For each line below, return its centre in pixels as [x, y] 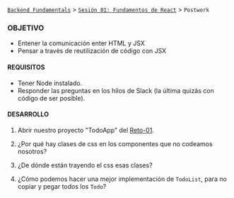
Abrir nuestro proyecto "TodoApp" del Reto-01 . [86, 130]
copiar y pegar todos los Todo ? [62, 186]
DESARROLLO [28, 114]
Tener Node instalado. [50, 83]
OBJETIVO [26, 28]
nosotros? [32, 151]
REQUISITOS [26, 67]
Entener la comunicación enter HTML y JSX [81, 43]
